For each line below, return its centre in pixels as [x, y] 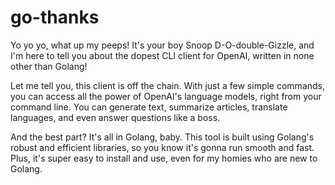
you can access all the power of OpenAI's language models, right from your [166, 96]
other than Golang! [49, 66]
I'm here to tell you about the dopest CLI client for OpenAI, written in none [162, 55]
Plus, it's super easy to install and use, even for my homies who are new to [164, 158]
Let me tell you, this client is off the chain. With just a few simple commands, [168, 85]
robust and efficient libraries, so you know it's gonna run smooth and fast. [162, 147]
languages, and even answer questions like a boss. [115, 117]
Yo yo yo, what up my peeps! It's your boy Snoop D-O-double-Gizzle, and [162, 45]
